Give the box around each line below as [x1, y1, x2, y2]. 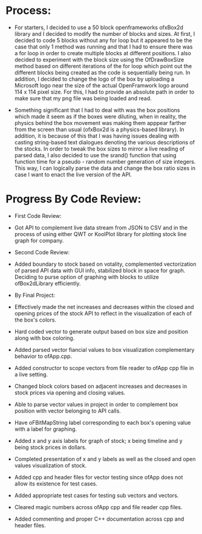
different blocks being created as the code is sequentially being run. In [14, 69, 191, 76]
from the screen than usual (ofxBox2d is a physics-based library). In [14, 126, 184, 133]
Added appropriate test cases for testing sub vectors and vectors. [14, 492, 179, 499]
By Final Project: [14, 291, 56, 299]
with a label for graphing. [14, 425, 77, 433]
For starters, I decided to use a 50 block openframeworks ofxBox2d [14, 24, 184, 31]
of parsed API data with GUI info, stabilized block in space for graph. [14, 266, 186, 274]
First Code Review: [14, 212, 62, 219]
